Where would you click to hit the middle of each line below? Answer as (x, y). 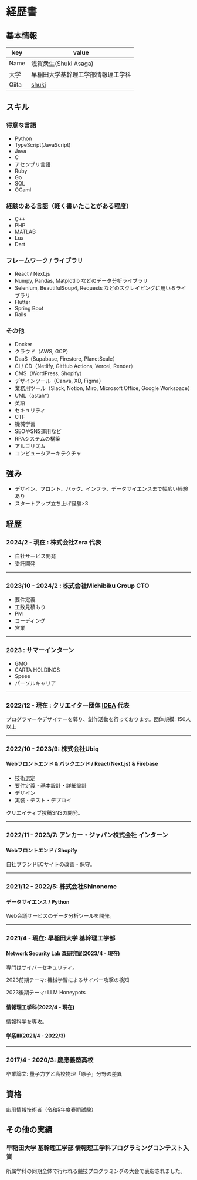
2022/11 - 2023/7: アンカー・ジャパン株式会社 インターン (87, 835)
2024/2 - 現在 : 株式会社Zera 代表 (54, 542)
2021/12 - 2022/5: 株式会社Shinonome (62, 887)
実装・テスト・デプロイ (43, 800)
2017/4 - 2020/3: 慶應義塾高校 (50, 1060)
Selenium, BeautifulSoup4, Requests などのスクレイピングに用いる (95, 288)
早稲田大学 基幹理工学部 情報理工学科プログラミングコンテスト (95, 1148)
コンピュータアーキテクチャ (48, 453)
